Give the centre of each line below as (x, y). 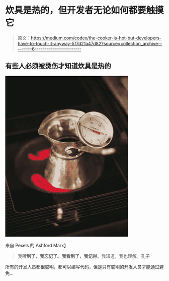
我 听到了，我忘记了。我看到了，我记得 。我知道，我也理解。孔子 (83, 256)
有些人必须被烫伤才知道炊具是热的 (58, 66)
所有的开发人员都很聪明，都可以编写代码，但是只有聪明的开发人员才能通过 (82, 267)
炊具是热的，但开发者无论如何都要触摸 (85, 10)
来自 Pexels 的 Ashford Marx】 (37, 245)
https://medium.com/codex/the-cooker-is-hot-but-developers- (96, 38)
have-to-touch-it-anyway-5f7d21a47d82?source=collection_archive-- (90, 43)
